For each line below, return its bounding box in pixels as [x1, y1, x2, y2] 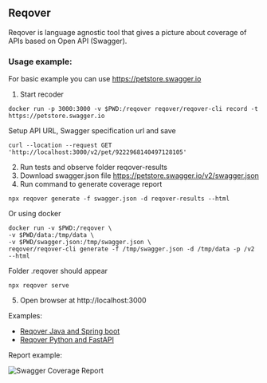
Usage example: [8, 56, 73, 67]
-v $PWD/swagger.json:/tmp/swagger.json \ [8, 239, 151, 247]
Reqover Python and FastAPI [19, 335, 114, 345]
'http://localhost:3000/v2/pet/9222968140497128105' [8, 148, 187, 156]
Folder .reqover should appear [8, 267, 108, 276]
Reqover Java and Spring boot [19, 326, 120, 336]
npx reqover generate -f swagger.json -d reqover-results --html [8, 195, 230, 203]
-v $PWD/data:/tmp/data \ [8, 231, 94, 239]
